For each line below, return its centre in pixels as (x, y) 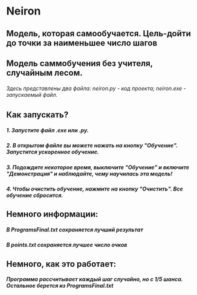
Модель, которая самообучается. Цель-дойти (99, 34)
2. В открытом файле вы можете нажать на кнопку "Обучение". (92, 146)
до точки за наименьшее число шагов (82, 43)
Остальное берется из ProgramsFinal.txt (60, 286)
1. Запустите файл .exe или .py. (48, 130)
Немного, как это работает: (61, 264)
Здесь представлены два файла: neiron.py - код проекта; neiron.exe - (96, 88)
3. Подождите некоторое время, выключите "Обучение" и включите (98, 167)
